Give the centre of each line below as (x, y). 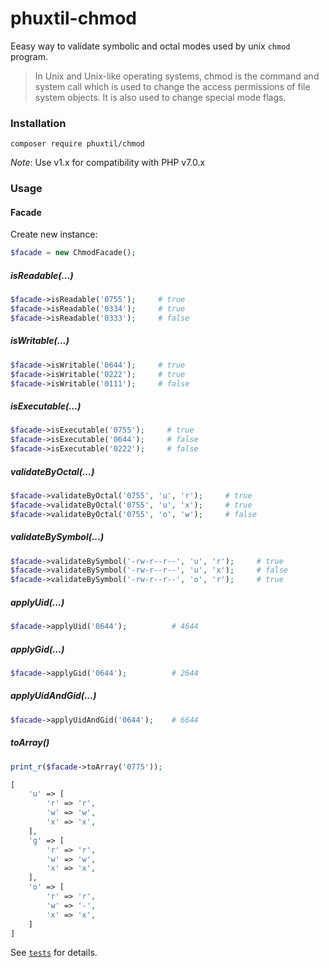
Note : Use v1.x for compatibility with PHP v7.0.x (108, 163)
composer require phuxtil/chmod (77, 144)
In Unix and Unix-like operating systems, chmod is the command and (177, 76)
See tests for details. (54, 953)
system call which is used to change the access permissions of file (172, 86)
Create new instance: (54, 234)
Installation (38, 123)
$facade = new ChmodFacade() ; (73, 253)
